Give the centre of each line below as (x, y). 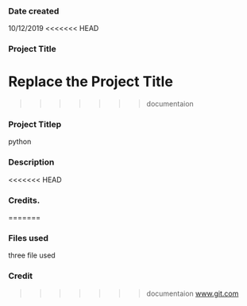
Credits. (24, 200)
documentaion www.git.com (193, 293)
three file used (32, 255)
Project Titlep (35, 125)
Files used (29, 238)
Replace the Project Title (91, 82)
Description (31, 162)
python (20, 141)
